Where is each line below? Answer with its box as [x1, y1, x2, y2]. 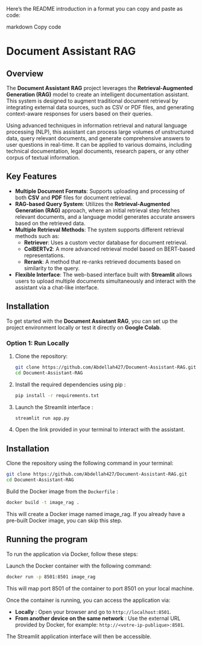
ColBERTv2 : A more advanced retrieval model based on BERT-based [24, 245, 195, 253]
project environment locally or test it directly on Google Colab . [6, 323, 162, 331]
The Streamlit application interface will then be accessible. [6, 633, 152, 640]
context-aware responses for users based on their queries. [6, 110, 153, 117]
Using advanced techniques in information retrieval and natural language [6, 122, 188, 129]
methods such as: [14, 232, 60, 239]
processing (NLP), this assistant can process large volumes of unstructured [6, 128, 194, 135]
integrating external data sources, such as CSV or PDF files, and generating [6, 104, 194, 111]
